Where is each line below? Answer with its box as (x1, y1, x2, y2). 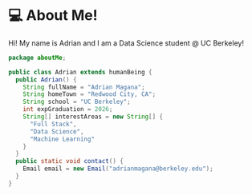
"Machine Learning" (29, 135, 95, 143)
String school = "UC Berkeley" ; (22, 97, 131, 106)
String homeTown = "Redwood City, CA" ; (22, 90, 156, 98)
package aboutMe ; (8, 54, 67, 62)
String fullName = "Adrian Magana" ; (22, 83, 146, 91)
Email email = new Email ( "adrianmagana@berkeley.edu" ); (22, 165, 214, 173)
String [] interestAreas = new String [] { (22, 113, 163, 121)
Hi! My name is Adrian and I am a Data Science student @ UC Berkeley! (8, 38, 245, 48)
